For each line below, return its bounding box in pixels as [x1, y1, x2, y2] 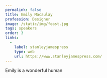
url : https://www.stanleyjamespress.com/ [14, 53, 102, 59]
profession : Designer [5, 16, 51, 21]
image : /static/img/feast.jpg [5, 21, 69, 26]
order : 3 [5, 30, 24, 35]
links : [5, 35, 19, 40]
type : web [14, 49, 35, 54]
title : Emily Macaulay [5, 12, 53, 17]
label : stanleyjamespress [14, 44, 69, 49]
